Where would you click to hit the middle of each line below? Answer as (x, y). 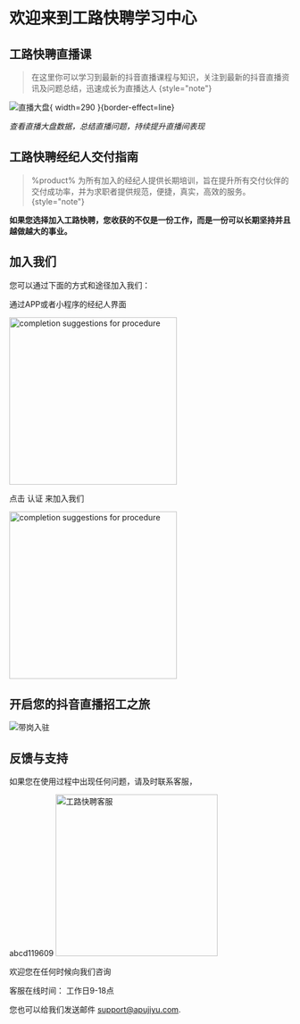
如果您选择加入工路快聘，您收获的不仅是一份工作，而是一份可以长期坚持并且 (150, 220)
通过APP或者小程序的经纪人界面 (68, 304)
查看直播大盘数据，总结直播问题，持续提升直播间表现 (107, 126)
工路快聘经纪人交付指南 (74, 157)
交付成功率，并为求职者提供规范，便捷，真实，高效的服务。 (141, 191)
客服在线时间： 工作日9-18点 (62, 991)
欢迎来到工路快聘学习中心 (104, 18)
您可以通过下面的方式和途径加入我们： (79, 285)
